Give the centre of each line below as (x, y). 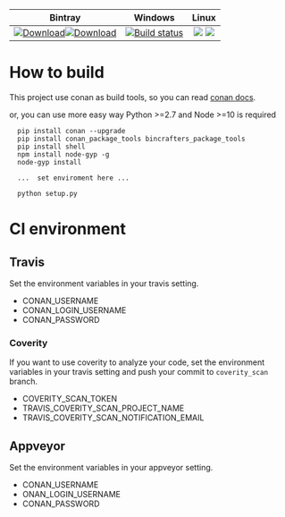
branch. (24, 381)
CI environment (68, 229)
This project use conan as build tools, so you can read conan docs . (133, 97)
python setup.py (47, 193)
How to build (57, 73)
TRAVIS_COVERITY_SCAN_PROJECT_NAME (103, 408)
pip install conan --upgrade (71, 131)
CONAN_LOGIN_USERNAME (74, 310)
